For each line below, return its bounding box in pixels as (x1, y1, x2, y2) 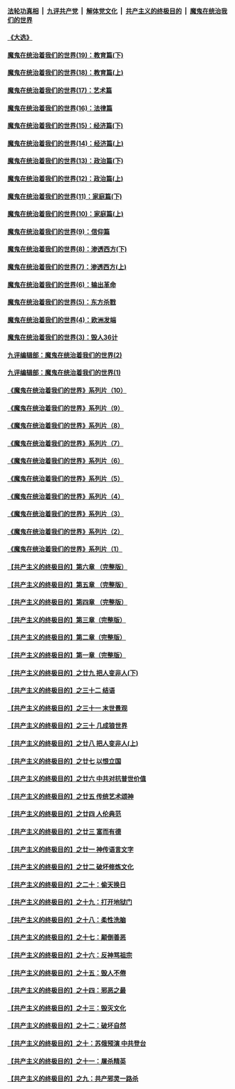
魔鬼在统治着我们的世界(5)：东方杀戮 (7, 298, 116, 307)
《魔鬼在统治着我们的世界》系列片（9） (7, 404, 125, 412)
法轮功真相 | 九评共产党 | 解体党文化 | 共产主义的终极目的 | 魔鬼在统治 (7, 6, 221, 15)
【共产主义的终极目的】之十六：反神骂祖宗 (7, 951, 132, 959)
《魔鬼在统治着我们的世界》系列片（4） (7, 492, 125, 501)
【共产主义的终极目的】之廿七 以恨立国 (7, 757, 122, 765)
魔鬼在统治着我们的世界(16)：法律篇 (7, 103, 113, 112)
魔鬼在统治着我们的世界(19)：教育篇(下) (7, 51, 124, 59)
